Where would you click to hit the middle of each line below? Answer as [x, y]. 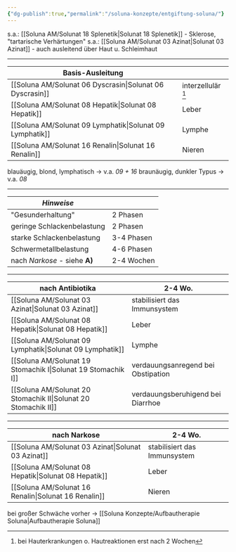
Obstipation [151, 373]
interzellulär [202, 85]
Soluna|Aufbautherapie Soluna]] [54, 520]
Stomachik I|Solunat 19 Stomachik [68, 369]
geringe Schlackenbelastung [58, 226]
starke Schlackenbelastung [55, 238]
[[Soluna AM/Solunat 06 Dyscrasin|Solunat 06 [87, 84]
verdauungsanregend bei [173, 365]
